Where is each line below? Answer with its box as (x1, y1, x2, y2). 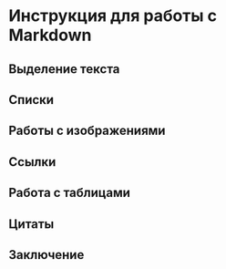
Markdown (8, 25, 92, 46)
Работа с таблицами (8, 185, 131, 201)
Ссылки (8, 154, 56, 170)
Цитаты (8, 216, 55, 232)
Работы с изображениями (8, 123, 166, 139)
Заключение (8, 247, 85, 263)
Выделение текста (8, 61, 120, 77)
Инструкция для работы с (8, 5, 218, 26)
